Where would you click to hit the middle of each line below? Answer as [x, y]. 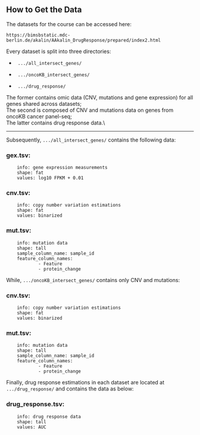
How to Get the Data [44, 10]
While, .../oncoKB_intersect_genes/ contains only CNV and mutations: [93, 280]
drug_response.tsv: [35, 404]
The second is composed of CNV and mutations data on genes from [90, 110]
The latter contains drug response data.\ [56, 123]
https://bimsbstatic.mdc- [38, 35]
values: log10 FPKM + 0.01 [50, 178]
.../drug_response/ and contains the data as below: [70, 389]
